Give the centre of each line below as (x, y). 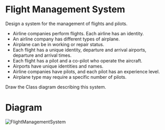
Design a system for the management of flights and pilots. (67, 24)
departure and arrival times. (42, 55)
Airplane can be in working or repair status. (58, 44)
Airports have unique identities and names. (58, 66)
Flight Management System (65, 9)
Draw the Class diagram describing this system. (56, 87)
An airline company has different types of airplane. (66, 39)
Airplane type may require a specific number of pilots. (70, 77)
